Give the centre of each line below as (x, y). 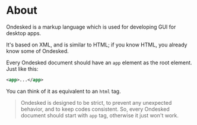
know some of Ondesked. (38, 51)
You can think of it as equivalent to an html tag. (63, 91)
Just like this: (22, 68)
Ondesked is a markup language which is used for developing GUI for (91, 27)
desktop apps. (24, 33)
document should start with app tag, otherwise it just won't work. (100, 115)
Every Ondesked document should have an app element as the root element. (99, 62)
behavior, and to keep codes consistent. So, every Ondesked (95, 109)
